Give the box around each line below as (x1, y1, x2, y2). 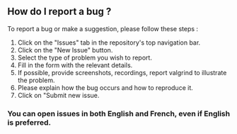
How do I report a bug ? (7, 6, 112, 18)
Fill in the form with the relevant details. (17, 60, 133, 69)
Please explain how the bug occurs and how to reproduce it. (17, 83, 193, 91)
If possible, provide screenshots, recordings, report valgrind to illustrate (17, 68, 227, 77)
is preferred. (7, 117, 52, 127)
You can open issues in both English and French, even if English (7, 108, 231, 118)
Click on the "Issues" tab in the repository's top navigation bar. (17, 38, 201, 47)
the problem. (17, 76, 55, 84)
